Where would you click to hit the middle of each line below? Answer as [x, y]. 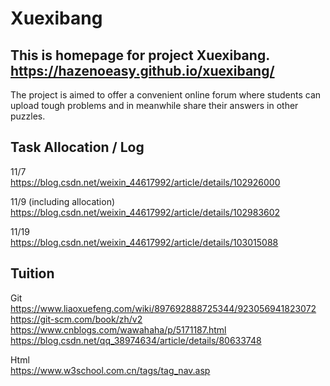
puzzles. [28, 116]
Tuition [32, 273]
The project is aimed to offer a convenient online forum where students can [166, 95]
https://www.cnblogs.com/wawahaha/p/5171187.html [118, 329]
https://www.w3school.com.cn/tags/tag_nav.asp [110, 370]
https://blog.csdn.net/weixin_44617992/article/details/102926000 [145, 182]
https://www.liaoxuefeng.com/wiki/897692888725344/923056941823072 [163, 308]
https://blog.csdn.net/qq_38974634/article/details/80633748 [136, 340]
